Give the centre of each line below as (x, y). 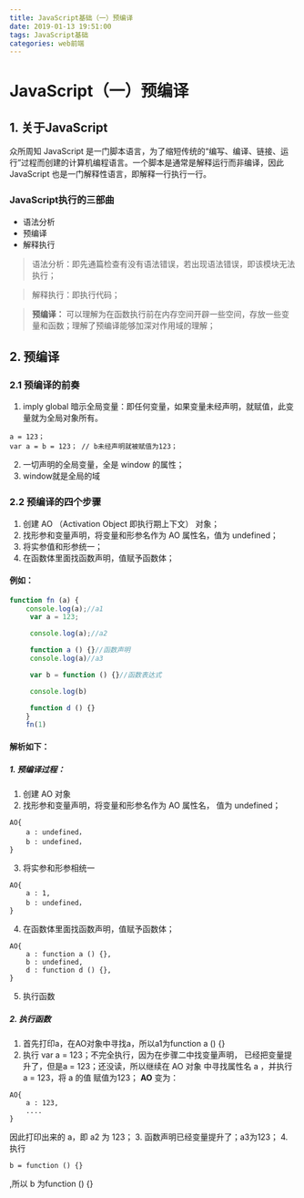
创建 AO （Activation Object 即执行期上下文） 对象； (121, 523)
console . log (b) (59, 691)
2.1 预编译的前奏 (45, 385)
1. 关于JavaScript (59, 127)
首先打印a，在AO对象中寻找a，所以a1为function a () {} (124, 1043)
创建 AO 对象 (46, 793)
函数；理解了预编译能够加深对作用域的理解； (132, 325)
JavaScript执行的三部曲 (62, 200)
